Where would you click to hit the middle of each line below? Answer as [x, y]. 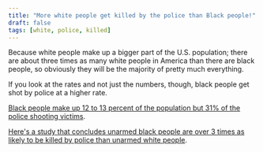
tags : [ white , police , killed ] [60, 30]
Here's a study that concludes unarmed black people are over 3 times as [126, 132]
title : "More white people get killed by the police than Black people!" [132, 15]
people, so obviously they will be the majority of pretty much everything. [126, 69]
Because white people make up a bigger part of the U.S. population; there [128, 53]
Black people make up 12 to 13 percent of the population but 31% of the [124, 108]
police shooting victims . [47, 117]
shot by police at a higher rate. [58, 93]
